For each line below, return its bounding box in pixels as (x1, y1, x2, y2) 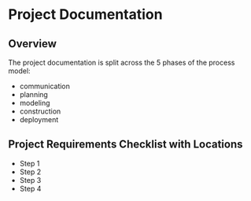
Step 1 (19, 158, 40, 168)
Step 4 (19, 184, 42, 193)
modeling (19, 99, 50, 107)
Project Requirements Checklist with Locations (8, 138, 243, 151)
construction (19, 106, 61, 116)
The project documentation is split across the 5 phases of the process (8, 58, 235, 67)
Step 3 (19, 175, 42, 184)
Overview (8, 37, 57, 50)
